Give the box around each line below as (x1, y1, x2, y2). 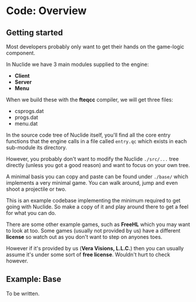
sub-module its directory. (6, 144, 67, 151)
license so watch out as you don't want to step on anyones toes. (6, 234, 163, 240)
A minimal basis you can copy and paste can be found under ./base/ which (6, 173, 189, 180)
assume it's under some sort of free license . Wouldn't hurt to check (6, 251, 170, 258)
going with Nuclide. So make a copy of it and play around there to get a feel (6, 203, 189, 210)
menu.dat (14, 120, 38, 127)
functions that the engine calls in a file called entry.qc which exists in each (6, 138, 187, 145)
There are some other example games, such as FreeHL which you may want (6, 221, 191, 228)
